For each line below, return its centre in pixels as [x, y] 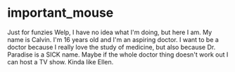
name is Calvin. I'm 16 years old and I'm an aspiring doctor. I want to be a [113, 39]
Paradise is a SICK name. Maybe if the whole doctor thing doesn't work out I [118, 55]
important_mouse [61, 13]
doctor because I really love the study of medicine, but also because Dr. [112, 47]
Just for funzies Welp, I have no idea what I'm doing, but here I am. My [110, 32]
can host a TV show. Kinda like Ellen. [61, 62]
